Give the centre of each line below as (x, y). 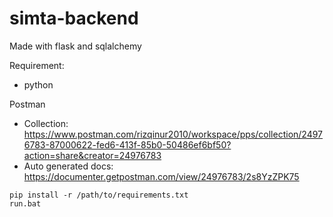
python (38, 84)
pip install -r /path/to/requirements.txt (99, 195)
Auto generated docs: (68, 166)
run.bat (25, 203)
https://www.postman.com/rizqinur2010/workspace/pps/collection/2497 (173, 134)
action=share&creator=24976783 (92, 155)
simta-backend (74, 18)
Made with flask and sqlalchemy (75, 46)
